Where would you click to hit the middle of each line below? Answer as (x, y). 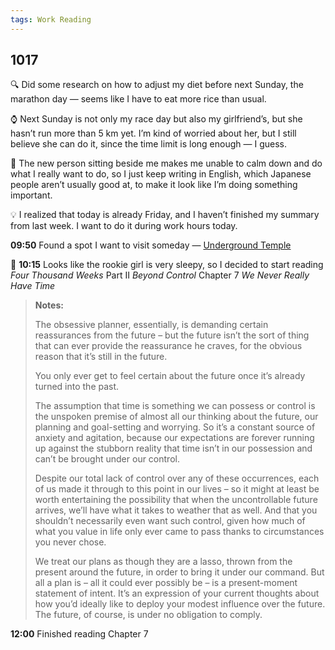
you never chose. (70, 542)
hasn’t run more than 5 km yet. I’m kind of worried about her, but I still (153, 133)
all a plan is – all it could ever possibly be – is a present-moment (166, 583)
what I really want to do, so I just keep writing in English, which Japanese (161, 174)
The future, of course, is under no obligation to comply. (148, 615)
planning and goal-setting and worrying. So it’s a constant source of (175, 427)
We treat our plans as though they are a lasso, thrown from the (163, 562)
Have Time (33, 286)
